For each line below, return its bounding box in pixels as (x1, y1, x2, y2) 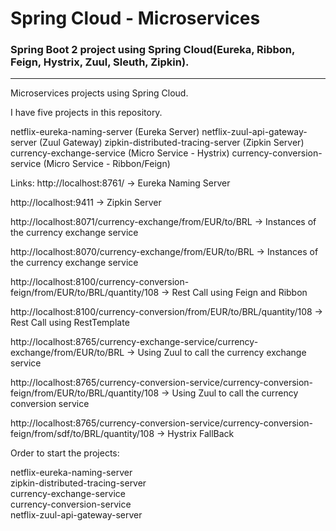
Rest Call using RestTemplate (10, 317, 130, 329)
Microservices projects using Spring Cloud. (10, 87, 189, 99)
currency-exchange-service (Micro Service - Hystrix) (10, 147, 230, 159)
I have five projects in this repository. (10, 107, 163, 119)
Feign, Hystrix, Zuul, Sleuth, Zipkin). (10, 55, 190, 69)
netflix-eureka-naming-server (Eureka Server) (10, 126, 200, 138)
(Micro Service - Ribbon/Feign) (43, 158, 171, 170)
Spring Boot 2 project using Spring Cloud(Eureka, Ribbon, (10, 43, 296, 57)
